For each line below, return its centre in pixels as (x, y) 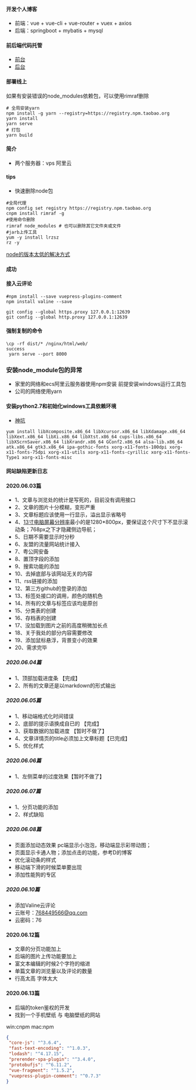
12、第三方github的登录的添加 (51, 588)
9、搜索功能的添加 (37, 567)
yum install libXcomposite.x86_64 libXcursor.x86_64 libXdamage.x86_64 (96, 431)
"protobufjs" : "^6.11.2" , (40, 1065)
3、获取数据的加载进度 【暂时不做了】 (61, 731)
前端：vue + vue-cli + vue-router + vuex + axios (73, 23)
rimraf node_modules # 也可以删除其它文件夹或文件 (64, 226)
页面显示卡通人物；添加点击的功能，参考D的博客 (73, 853)
